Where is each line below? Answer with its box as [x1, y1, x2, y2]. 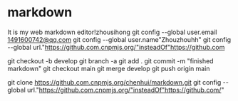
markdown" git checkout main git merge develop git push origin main [7, 64, 210, 73]
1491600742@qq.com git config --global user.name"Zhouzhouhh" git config [7, 35, 232, 43]
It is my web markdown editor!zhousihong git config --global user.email [7, 28, 217, 36]
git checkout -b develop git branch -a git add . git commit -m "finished [7, 56, 214, 65]
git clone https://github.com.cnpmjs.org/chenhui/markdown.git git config [7, 78, 222, 86]
